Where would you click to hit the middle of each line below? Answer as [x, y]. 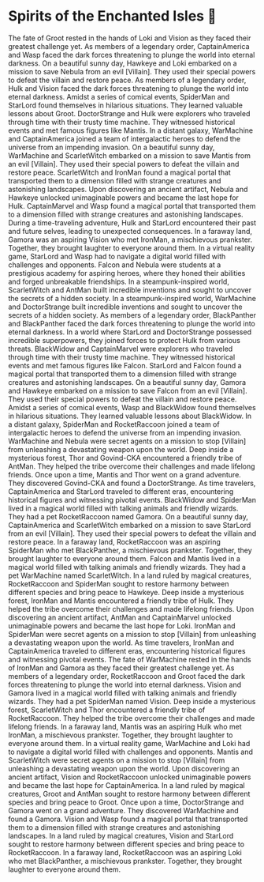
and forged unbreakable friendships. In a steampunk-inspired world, [119, 281]
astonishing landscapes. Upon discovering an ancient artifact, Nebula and [128, 189]
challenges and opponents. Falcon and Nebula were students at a [115, 265]
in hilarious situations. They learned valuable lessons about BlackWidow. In [130, 416]
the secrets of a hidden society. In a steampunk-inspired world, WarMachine [132, 298]
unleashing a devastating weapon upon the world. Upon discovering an [124, 768]
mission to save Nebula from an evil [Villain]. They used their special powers [132, 71]
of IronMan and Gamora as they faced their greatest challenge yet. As [121, 668]
